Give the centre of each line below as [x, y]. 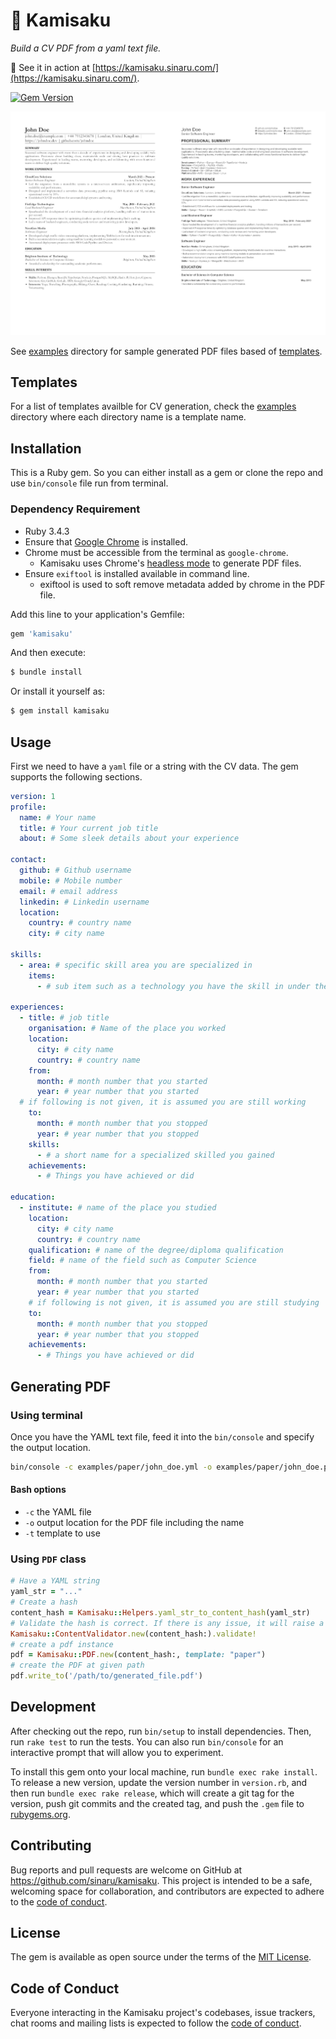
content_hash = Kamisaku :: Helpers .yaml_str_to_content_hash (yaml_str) [160, 1612]
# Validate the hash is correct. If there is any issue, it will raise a [167, 1623]
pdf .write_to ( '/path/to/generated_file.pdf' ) [106, 1676]
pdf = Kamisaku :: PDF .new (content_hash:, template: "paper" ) [138, 1655]
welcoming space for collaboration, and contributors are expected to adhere [167, 1891]
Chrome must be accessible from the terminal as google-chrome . [156, 552]
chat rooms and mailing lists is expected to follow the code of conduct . [156, 2023]
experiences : [37, 1007]
